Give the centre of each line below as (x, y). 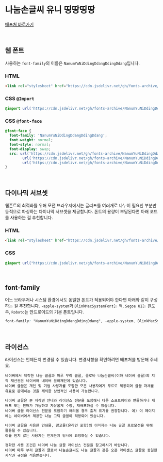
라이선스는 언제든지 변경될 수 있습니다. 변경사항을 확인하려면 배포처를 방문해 (77, 359)
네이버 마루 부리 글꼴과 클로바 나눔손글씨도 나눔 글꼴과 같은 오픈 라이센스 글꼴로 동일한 (81, 450)
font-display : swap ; (30, 149)
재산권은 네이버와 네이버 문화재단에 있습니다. (49, 381)
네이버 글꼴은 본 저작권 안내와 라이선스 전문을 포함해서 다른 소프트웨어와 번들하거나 (77, 400)
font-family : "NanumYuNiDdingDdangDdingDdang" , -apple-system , (70, 321)
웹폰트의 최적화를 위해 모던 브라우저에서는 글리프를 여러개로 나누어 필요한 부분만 (81, 206)
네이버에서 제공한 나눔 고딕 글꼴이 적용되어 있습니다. (60, 416)
